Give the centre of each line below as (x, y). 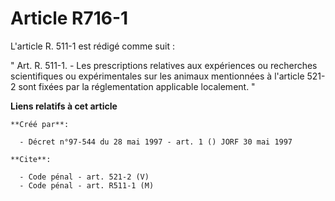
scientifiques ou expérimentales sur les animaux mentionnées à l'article (157, 76)
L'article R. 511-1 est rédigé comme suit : (92, 46)
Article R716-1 (69, 18)
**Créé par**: (40, 124)
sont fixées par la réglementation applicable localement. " (137, 86)
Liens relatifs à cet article (64, 106)
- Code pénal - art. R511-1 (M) (87, 185)
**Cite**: (31, 159)
